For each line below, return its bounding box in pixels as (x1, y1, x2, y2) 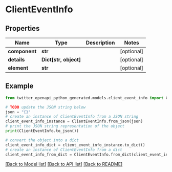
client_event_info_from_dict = (5, 152, 72, 157)
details (8, 56, 25, 63)
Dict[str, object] (41, 56, 81, 63)
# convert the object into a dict (5, 137, 79, 143)
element (8, 64, 29, 71)
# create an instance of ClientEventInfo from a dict (5, 147, 123, 152)
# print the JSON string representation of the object (5, 124, 125, 129)
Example (5, 82, 34, 91)
